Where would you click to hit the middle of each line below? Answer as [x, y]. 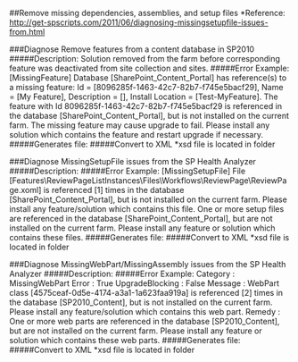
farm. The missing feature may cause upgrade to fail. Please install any [140, 125]
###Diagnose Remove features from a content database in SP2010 [132, 49]
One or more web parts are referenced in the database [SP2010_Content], [145, 321]
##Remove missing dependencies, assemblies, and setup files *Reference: [147, 13]
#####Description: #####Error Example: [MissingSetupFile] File [128, 171]
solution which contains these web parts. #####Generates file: [125, 340]
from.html [27, 32]
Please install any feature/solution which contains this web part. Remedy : [145, 311]
